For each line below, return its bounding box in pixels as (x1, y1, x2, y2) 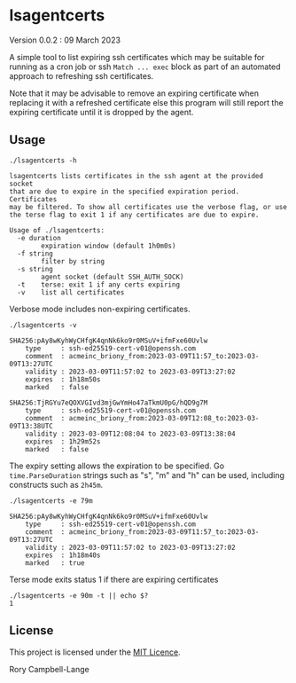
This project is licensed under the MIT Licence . (9, 647, 181, 657)
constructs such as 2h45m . (9, 479, 104, 490)
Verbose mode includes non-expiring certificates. (9, 303, 191, 314)
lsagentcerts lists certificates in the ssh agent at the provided (9, 171, 264, 180)
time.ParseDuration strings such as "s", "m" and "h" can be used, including (9, 469, 285, 480)
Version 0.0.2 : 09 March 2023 (9, 35, 121, 45)
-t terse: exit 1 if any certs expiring (17, 280, 180, 289)
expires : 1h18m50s (25, 374, 101, 384)
